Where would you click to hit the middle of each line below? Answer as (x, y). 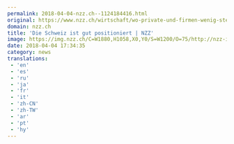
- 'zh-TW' (24, 110)
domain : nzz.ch (29, 26)
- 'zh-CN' (24, 104)
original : (22, 20)
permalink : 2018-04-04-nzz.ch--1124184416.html (78, 13)
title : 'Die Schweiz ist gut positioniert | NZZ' (81, 33)
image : (17, 39)
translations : (28, 59)
